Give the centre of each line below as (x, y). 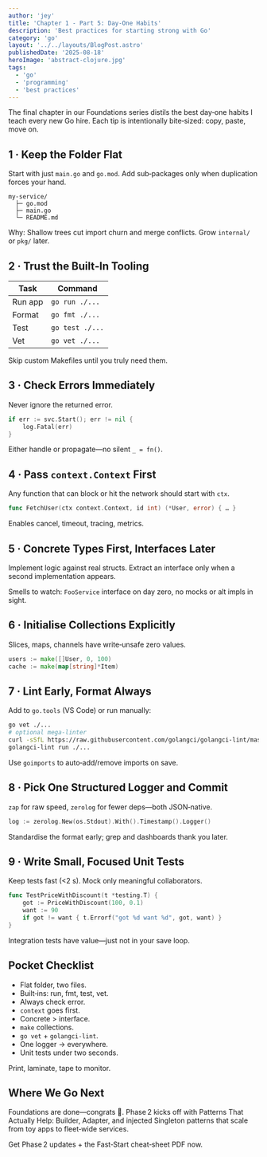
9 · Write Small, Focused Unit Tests (97, 862)
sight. (17, 600)
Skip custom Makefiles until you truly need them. (88, 360)
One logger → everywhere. (64, 1044)
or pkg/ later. (29, 241)
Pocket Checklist (51, 966)
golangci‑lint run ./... (49, 747)
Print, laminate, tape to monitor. (60, 1068)
